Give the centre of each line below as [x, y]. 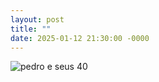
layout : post [37, 19]
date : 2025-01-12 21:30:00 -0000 [80, 38]
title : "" [31, 29]
